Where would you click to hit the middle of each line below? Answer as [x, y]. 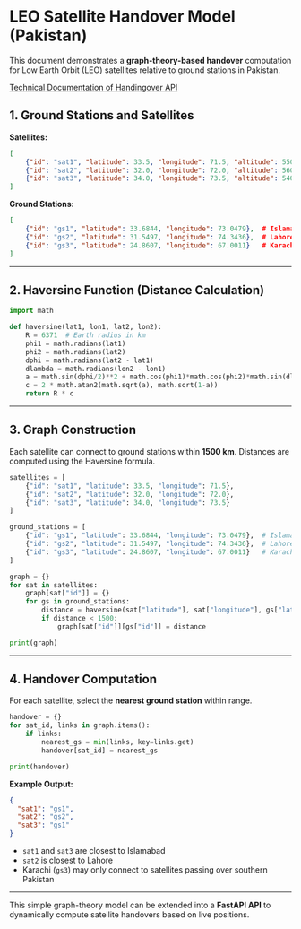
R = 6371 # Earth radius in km [86, 335]
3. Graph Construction [73, 430]
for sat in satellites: [54, 585]
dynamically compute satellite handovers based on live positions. [129, 915]
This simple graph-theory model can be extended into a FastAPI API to [140, 905]
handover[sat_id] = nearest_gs [100, 751]
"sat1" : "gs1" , [46, 809]
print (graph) [34, 643]
